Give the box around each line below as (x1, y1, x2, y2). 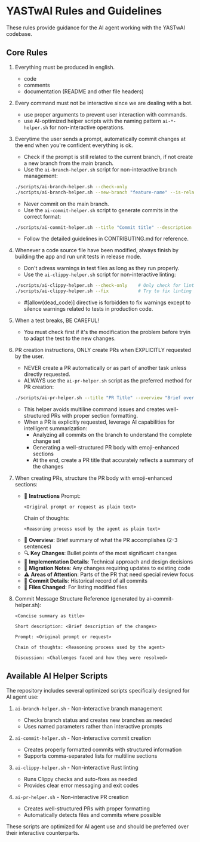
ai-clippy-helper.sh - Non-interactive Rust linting (14, 764, 139, 771)
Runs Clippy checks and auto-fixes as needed (23, 775, 137, 782)
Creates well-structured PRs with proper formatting (23, 805, 150, 812)
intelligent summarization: (23, 425, 88, 431)
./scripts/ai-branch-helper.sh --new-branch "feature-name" (14, 189, 168, 195)
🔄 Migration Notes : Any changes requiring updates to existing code (23, 565, 191, 571)
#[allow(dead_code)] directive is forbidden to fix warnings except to (23, 299, 191, 306)
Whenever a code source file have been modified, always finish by (14, 247, 179, 254)
